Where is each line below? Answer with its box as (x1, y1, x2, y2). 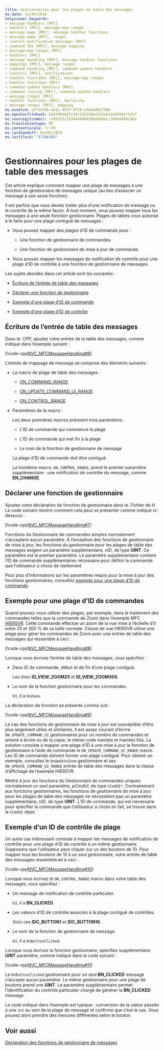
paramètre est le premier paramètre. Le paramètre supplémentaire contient (5, 552, 157, 558)
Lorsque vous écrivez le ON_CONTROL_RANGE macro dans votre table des (5, 876, 146, 882)
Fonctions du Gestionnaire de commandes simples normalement (5, 531, 135, 537)
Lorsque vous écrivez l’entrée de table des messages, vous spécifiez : (5, 655, 147, 660)
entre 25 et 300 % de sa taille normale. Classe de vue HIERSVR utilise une (5, 625, 155, 631)
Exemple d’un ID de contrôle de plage (5, 823, 121, 831)
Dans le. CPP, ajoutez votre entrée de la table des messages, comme (5, 336, 144, 342)
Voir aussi (5, 1026, 36, 1035)
